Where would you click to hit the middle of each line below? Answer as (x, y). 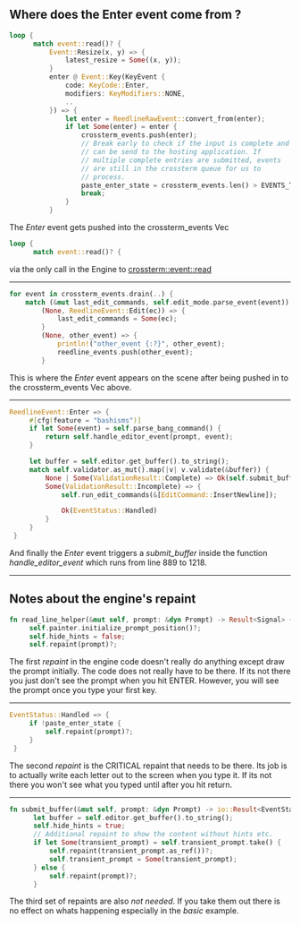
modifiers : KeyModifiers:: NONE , (125, 93)
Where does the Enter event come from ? (125, 15)
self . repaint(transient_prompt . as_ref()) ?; (131, 851)
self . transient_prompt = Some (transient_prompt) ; (143, 859)
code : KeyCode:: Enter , (108, 86)
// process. (103, 177)
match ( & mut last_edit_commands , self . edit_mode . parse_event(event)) (158, 302)
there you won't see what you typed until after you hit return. (121, 784)
